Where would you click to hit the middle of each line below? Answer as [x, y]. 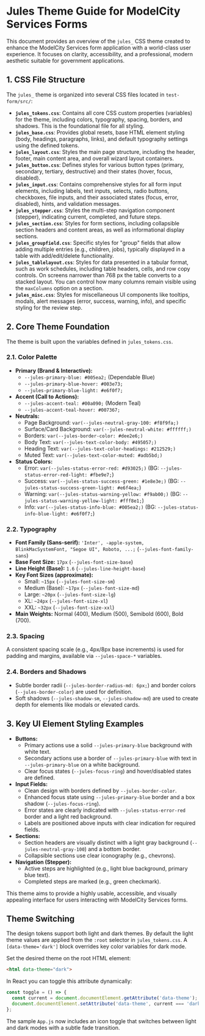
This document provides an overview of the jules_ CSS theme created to [98, 41]
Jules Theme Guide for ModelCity [93, 11]
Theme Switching [41, 918]
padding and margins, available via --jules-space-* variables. [84, 656]
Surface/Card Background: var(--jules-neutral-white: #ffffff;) [108, 429]
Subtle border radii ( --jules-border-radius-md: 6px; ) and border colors [106, 685]
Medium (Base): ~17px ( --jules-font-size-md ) [82, 588]
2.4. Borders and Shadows [46, 672]
